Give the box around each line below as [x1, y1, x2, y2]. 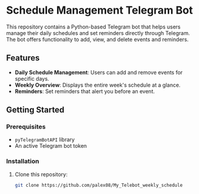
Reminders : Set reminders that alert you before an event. [14, 87, 155, 95]
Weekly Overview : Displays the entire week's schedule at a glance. [14, 81, 181, 88]
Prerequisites [6, 123, 46, 131]
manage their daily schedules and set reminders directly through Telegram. [6, 29, 190, 36]
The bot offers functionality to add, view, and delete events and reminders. [6, 36, 189, 43]
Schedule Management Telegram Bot [6, 4, 193, 17]
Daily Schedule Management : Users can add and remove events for [14, 69, 183, 76]
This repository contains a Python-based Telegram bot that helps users [6, 23, 181, 30]
